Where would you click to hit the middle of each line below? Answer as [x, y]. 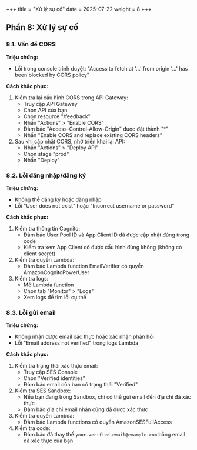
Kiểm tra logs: [31, 278]
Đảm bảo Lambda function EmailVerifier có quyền [84, 266]
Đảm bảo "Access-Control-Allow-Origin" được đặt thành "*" [96, 129]
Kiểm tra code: [32, 428]
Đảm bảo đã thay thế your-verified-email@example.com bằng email [104, 435]
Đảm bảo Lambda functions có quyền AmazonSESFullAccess [98, 422]
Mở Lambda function [49, 285]
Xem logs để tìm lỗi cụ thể [55, 297]
